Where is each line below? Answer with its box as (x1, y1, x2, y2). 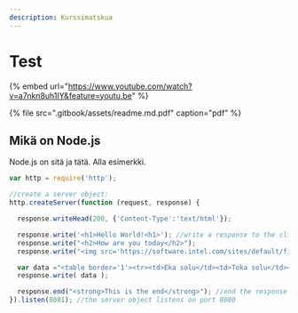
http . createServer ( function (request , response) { (9, 198, 200, 207)
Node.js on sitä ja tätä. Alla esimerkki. (9, 156, 146, 167)
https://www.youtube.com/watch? (67, 81, 192, 92)
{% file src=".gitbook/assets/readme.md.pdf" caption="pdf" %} (9, 108, 242, 118)
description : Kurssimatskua (9, 12, 114, 22)
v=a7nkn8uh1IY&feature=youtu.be (9, 90, 133, 100)
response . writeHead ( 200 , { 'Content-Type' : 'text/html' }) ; (17, 214, 232, 223)
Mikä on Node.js (9, 132, 101, 148)
